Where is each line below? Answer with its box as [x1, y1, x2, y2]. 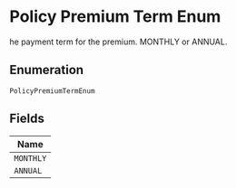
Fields [9, 111, 45, 127]
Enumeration [9, 62, 84, 78]
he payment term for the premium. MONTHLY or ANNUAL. [9, 36, 228, 47]
